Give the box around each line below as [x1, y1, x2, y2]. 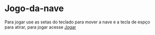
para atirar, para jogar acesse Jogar [4, 24, 76, 30]
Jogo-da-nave [4, 3, 64, 14]
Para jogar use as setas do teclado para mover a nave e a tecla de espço [4, 19, 150, 25]
